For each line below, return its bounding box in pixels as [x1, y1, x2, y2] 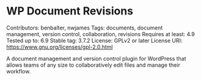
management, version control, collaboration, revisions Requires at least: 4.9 [6, 30, 196, 37]
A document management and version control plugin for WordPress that [6, 55, 186, 62]
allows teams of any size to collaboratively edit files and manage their [6, 61, 180, 69]
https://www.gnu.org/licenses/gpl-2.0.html [6, 43, 114, 51]
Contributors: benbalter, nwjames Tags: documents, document [6, 24, 163, 31]
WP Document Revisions [6, 4, 134, 18]
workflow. [6, 67, 31, 75]
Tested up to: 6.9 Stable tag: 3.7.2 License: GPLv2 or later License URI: [6, 37, 183, 44]
